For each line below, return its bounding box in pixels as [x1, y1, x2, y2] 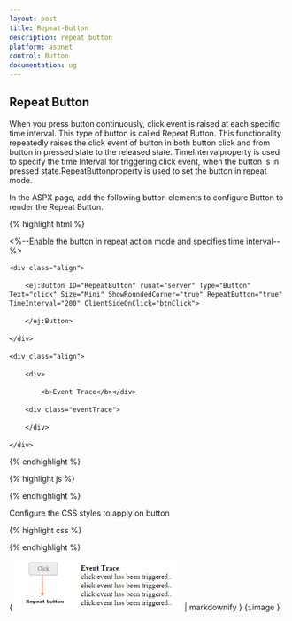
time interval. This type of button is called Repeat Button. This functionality [9, 128, 281, 138]
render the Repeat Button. [9, 201, 104, 212]
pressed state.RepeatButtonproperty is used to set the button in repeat [9, 165, 267, 176]
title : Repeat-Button [9, 23, 89, 33]
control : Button [9, 51, 69, 61]
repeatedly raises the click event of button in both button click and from [9, 137, 271, 148]
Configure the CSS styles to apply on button [9, 508, 170, 518]
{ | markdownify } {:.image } [9, 602, 280, 612]
